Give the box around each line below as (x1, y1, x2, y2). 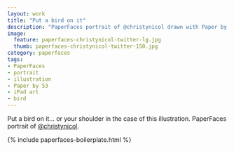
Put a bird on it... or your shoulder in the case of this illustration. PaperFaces (7, 114, 227, 123)
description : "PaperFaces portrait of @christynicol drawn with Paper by (7, 23, 228, 30)
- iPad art (7, 88, 39, 96)
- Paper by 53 (7, 82, 49, 89)
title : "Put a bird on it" (7, 17, 86, 24)
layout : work (7, 10, 46, 18)
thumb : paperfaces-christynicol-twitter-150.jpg (13, 43, 158, 50)
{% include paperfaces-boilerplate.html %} (7, 136, 132, 144)
